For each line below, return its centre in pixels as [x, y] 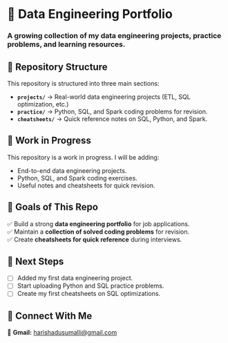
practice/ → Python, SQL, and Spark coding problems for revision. [112, 111]
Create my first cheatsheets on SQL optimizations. [89, 294]
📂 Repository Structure [57, 67]
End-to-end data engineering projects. [72, 170]
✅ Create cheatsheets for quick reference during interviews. [95, 239]
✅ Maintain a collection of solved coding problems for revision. [98, 232]
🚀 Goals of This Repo [53, 207]
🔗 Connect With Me [50, 316]
